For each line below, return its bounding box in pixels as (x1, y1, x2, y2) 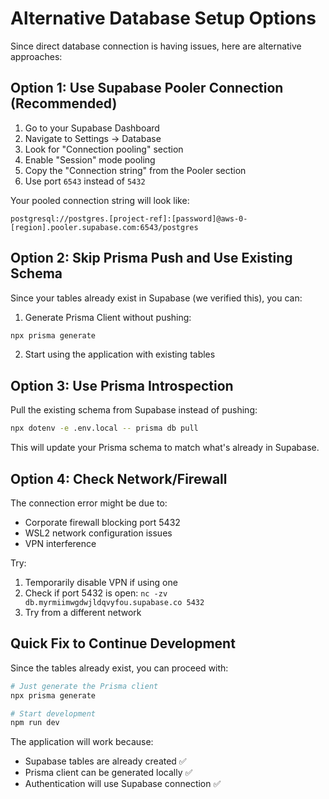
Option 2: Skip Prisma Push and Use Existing (10, 250, 293, 267)
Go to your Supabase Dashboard (24, 122, 160, 134)
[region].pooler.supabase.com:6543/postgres (10, 222, 199, 232)
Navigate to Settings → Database (24, 132, 162, 144)
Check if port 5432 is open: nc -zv (24, 587, 168, 599)
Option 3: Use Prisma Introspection (10, 377, 234, 394)
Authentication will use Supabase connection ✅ (24, 778, 222, 790)
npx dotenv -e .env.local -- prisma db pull (10, 423, 199, 434)
